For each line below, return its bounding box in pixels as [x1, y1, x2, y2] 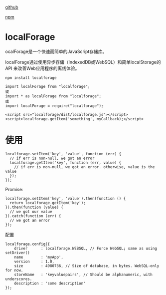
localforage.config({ [5, 242, 50, 247]
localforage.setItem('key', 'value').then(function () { [5, 196, 126, 201]
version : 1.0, [14, 259, 55, 264]
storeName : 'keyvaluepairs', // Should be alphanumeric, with [14, 272, 153, 277]
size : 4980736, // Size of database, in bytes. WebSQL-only [14, 263, 160, 269]
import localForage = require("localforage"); [5, 103, 104, 108]
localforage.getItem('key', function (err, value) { [9, 160, 122, 165]
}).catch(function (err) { [5, 213, 61, 219]
